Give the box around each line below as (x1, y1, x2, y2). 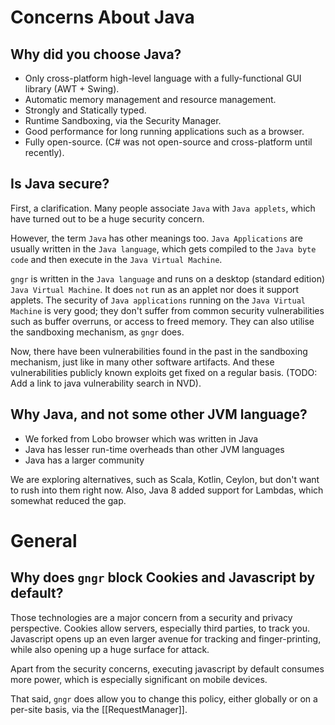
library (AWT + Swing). (24, 83, 120, 95)
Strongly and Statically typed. (24, 104, 147, 116)
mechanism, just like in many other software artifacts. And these (10, 356, 275, 368)
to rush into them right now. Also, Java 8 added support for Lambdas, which (10, 484, 324, 496)
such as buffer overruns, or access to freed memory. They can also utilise (10, 315, 315, 327)
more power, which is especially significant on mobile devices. (10, 673, 268, 685)
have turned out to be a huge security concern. (10, 212, 205, 225)
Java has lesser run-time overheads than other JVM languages (24, 443, 285, 455)
